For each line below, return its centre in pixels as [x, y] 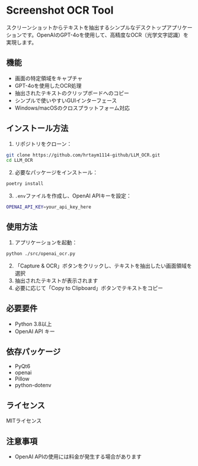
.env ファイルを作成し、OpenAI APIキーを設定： [73, 196]
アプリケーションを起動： [46, 242]
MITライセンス [24, 421]
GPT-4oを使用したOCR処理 [48, 85]
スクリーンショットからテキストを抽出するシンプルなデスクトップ [87, 27]
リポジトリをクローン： [43, 143]
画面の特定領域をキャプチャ [49, 78]
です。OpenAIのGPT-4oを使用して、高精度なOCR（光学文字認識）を [105, 35]
